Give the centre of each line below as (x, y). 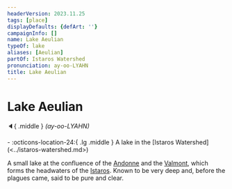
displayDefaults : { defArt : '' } (52, 27)
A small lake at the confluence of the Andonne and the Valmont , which (108, 163)
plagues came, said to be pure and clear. (65, 178)
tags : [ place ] (28, 20)
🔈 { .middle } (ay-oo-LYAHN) (49, 126)
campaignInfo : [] (32, 33)
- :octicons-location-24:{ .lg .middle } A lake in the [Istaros (91, 142)
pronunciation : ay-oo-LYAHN (48, 66)
